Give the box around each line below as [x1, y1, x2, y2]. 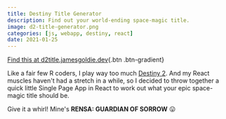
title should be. [27, 92, 70, 100]
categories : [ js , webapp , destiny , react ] [7, 29, 133, 37]
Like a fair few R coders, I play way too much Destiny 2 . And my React [7, 69, 210, 78]
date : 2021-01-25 [7, 36, 58, 43]
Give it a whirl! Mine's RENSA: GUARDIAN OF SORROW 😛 [7, 105, 176, 113]
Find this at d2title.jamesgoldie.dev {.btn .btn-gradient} [7, 55, 165, 64]
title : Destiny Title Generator [7, 10, 102, 17]
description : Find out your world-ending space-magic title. [7, 17, 190, 24]
